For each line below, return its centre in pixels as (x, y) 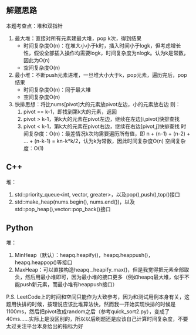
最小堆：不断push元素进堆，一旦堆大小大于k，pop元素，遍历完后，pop (101, 75)
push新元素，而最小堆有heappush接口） (69, 285)
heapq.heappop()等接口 (43, 262)
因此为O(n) (36, 60)
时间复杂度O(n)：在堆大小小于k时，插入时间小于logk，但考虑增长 (102, 45)
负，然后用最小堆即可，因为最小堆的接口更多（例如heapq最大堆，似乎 (99, 277)
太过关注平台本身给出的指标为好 (45, 326)
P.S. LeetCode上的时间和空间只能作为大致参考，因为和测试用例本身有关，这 (98, 297)
